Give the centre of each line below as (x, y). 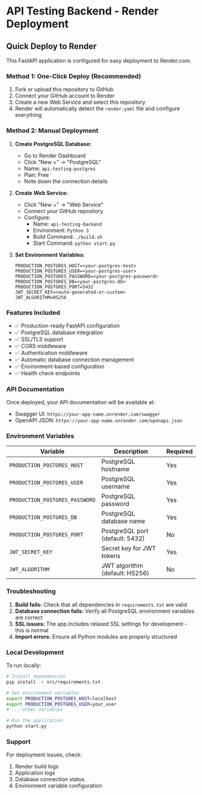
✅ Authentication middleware (51, 353)
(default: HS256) (125, 573)
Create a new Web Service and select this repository (80, 102)
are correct (29, 617)
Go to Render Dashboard (55, 156)
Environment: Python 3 (61, 230)
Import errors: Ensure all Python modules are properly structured (96, 636)
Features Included (33, 312)
